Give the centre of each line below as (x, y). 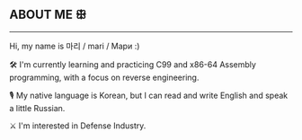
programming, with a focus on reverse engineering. (104, 77)
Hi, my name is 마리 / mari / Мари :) (75, 46)
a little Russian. (37, 108)
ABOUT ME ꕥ (48, 15)
